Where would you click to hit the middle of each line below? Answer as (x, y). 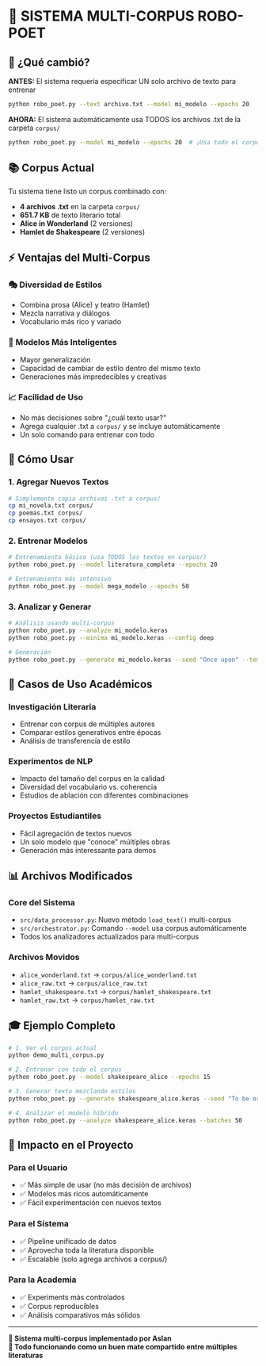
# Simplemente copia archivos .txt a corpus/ (84, 499)
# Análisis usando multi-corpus (61, 623)
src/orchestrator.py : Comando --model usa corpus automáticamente (133, 928)
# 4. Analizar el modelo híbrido (63, 1113)
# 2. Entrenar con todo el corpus (65, 1069)
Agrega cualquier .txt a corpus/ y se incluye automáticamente (120, 426)
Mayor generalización (55, 359)
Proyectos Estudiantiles (55, 816)
